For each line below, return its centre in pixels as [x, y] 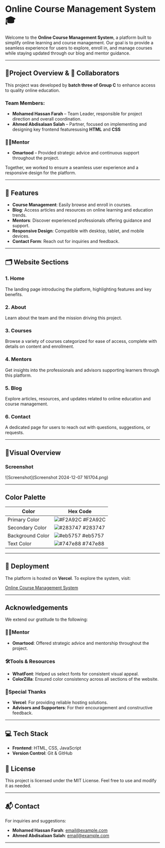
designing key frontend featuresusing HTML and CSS [66, 129]
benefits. [14, 294]
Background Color [28, 536]
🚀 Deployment [27, 566]
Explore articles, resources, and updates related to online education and [78, 399]
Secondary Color [27, 527]
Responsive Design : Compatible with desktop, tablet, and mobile [78, 231]
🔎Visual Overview [33, 453]
